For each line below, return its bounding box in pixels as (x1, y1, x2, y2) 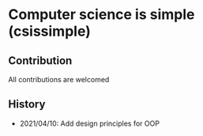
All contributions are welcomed (8, 75, 110, 84)
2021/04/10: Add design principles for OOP (19, 119, 160, 128)
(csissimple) (8, 22, 91, 40)
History (8, 97, 46, 111)
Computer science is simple (8, 6, 195, 24)
